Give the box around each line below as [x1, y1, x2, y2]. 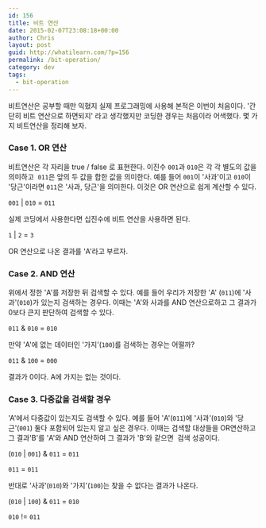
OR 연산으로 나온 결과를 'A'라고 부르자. [8, 246, 129, 256]
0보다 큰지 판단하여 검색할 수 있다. [8, 307, 114, 318]
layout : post [8, 41, 52, 49]
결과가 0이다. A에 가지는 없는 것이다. [8, 372, 121, 382]
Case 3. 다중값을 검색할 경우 [8, 394, 111, 405]
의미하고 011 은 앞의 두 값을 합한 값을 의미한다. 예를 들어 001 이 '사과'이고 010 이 [8, 172, 252, 181]
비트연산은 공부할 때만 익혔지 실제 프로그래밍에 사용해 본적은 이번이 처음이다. [8, 101, 246, 110]
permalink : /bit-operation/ [8, 56, 102, 64]
